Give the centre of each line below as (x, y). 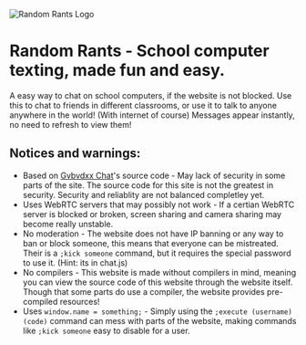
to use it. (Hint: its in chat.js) (75, 262)
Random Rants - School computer (140, 51)
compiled (40, 301)
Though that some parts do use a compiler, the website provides (144, 291)
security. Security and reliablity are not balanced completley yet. (143, 194)
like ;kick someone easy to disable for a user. (106, 330)
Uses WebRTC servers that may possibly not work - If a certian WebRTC (158, 204)
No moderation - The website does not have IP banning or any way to (153, 234)
